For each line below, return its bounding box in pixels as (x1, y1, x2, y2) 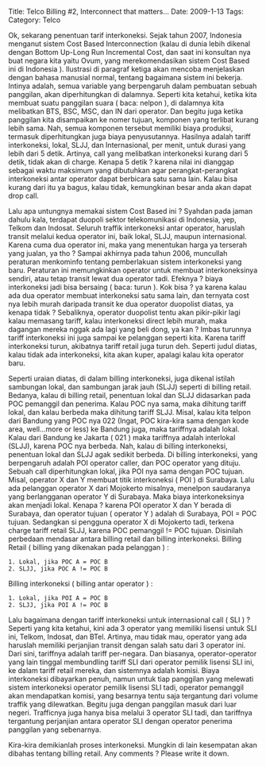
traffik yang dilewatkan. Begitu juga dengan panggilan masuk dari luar (8, 699, 237, 709)
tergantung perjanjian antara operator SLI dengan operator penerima (8, 717, 233, 725)
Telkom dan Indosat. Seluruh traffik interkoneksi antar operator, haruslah (8, 223, 245, 233)
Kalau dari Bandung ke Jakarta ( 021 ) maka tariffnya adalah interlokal (8, 433, 236, 442)
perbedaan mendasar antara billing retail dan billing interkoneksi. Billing (8, 534, 242, 544)
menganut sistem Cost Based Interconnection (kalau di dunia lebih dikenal (8, 39, 251, 48)
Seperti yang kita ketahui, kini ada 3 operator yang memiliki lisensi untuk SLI (8, 624, 257, 633)
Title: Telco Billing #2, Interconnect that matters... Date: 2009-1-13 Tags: (8, 7, 244, 16)
